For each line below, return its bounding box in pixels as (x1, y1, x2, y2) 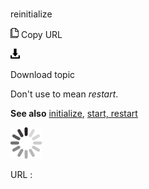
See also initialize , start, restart (10, 108, 138, 120)
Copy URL (20, 29, 63, 41)
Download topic (10, 69, 76, 81)
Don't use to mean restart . (10, 88, 119, 100)
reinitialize (10, 8, 53, 20)
